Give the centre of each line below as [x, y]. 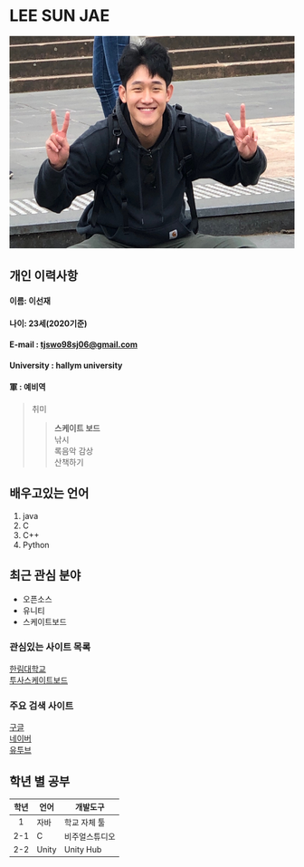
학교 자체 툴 [85, 822]
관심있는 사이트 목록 [50, 647]
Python [36, 544]
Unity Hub [83, 850]
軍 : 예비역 [28, 387]
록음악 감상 [73, 450]
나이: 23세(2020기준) [48, 323]
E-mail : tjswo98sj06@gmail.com [74, 344]
